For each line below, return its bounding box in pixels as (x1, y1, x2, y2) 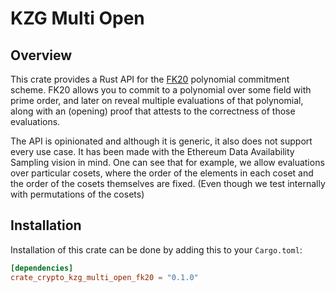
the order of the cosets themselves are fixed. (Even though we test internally (10, 178, 326, 189)
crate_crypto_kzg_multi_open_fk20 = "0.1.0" (10, 272, 199, 282)
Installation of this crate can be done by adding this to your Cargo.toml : (10, 243, 303, 256)
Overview (10, 47, 73, 64)
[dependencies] (10, 263, 74, 273)
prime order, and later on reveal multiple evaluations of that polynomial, (10, 95, 304, 106)
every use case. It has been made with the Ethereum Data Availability (10, 146, 295, 157)
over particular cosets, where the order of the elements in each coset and (10, 167, 314, 179)
